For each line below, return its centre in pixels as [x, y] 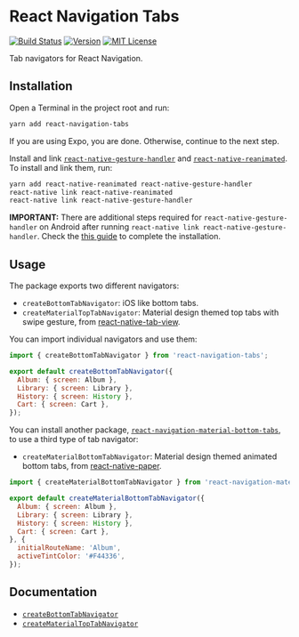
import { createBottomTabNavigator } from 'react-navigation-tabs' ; [139, 356]
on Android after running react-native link [119, 227]
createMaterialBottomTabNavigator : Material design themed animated [149, 456]
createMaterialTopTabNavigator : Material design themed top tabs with [150, 312]
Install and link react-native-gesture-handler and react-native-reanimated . [148, 158]
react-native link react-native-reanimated [91, 192]
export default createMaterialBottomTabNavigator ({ [107, 499]
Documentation [53, 592]
